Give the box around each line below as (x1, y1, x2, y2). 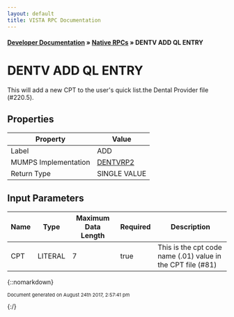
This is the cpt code (157, 242, 223, 252)
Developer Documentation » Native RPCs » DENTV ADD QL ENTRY (7, 38, 204, 47)
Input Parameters (7, 193, 84, 205)
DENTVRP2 (97, 157, 134, 167)
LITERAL (37, 251, 66, 260)
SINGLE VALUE (97, 168, 147, 178)
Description (170, 221, 210, 231)
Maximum (75, 213, 110, 223)
